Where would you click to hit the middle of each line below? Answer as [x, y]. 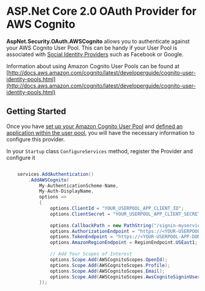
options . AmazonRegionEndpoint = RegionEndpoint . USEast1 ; [124, 243]
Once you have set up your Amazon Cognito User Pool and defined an [95, 126]
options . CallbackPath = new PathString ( [102, 225]
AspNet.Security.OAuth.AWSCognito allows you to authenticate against [98, 41]
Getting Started [36, 111]
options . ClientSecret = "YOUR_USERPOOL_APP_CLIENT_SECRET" [126, 214]
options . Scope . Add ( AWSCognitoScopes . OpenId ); [109, 259]
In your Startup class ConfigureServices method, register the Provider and [100, 151]
